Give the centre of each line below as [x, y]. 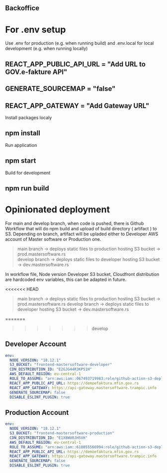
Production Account [37, 412]
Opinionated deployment [58, 210]
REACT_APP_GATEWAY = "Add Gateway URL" [77, 105]
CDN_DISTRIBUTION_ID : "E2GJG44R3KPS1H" [51, 369]
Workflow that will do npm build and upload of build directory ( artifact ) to [81, 228]
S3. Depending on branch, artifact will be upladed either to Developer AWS [82, 234]
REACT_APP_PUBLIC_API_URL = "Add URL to [75, 64]
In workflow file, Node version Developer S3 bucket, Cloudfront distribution [82, 274]
